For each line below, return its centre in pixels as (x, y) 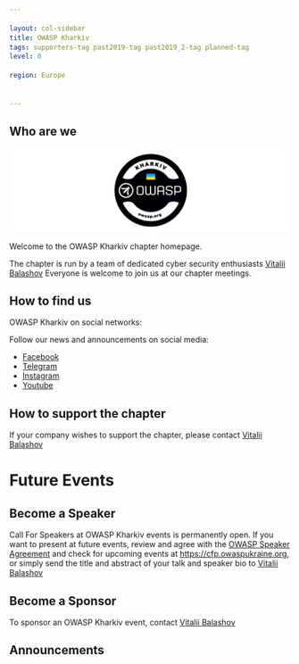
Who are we (43, 132)
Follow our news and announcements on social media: (109, 340)
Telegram (40, 367)
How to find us (50, 300)
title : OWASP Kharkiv (50, 37)
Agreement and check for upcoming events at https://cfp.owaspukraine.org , (149, 554)
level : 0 (25, 57)
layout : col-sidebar (48, 28)
